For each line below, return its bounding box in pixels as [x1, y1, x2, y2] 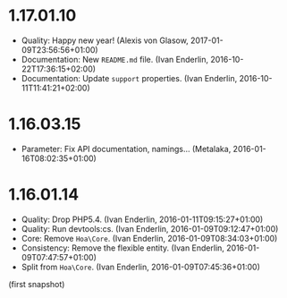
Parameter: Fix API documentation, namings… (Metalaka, [21, 143, 232, 154]
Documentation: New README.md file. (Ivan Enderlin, [21, 54, 209, 64]
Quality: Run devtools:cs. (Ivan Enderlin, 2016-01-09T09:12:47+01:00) [21, 223, 279, 234]
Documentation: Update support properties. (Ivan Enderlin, [21, 72, 238, 83]
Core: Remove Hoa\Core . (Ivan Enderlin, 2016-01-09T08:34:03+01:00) [21, 233, 278, 243]
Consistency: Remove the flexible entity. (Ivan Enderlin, [21, 243, 225, 253]
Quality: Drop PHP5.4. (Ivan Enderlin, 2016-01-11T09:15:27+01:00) [21, 214, 264, 225]
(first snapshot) [8, 278, 65, 289]
